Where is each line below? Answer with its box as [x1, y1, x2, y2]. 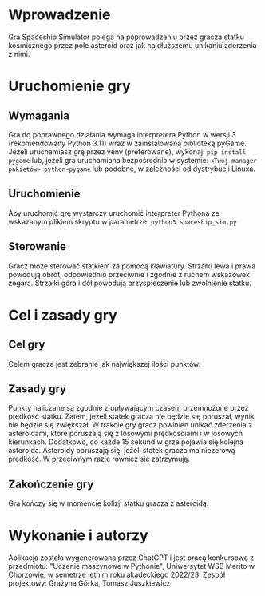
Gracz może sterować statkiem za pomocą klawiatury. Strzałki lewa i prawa [8, 261, 256, 271]
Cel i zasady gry [8, 306, 117, 324]
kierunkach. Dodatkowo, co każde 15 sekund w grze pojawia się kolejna [8, 437, 244, 447]
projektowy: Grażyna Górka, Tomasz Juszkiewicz [8, 578, 171, 588]
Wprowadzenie [8, 6, 111, 24]
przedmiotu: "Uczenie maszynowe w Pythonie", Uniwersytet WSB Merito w [8, 562, 255, 571]
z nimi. [8, 49, 30, 58]
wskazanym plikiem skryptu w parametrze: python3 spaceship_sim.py [8, 217, 237, 226]
